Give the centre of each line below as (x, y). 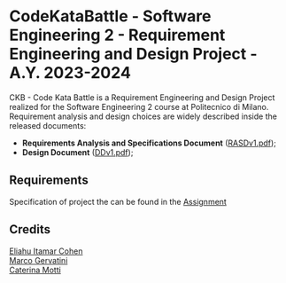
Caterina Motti (35, 270)
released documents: (48, 125)
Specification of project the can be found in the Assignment (118, 201)
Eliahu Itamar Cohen (46, 251)
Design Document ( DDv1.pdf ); (77, 152)
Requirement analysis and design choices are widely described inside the (143, 116)
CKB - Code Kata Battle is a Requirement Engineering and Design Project (142, 97)
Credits (30, 229)
